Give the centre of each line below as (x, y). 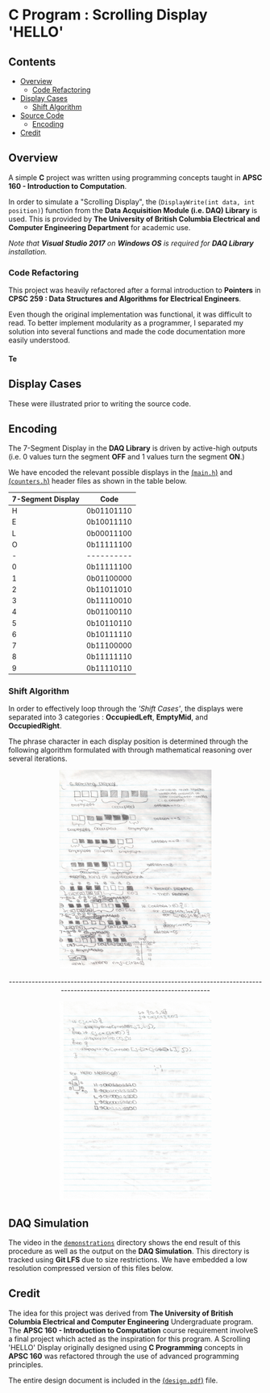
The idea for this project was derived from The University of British (121, 1313)
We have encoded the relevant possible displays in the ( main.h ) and (120, 472)
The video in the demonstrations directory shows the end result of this (125, 1243)
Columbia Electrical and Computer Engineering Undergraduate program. (131, 1321)
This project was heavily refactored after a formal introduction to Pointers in (135, 290)
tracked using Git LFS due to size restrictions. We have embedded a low (128, 1260)
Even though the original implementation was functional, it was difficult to (130, 315)
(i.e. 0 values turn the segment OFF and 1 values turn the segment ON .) (127, 457)
